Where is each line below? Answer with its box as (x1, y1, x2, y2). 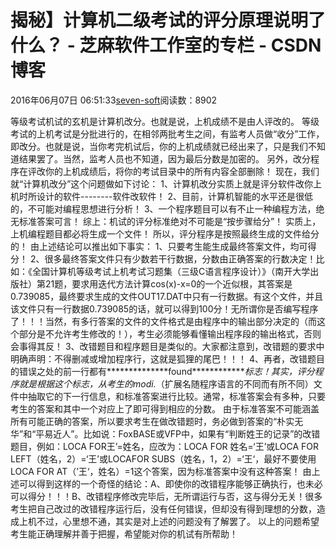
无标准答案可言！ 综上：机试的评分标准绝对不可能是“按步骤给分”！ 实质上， (10, 215, 322, 227)
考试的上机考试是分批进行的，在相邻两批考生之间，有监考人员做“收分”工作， (10, 127, 325, 140)
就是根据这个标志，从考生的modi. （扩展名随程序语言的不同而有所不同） (18, 377, 314, 390)
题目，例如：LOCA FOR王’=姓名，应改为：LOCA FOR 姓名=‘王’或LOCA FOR (10, 440, 320, 452)
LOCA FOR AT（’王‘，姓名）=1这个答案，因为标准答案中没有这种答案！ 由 (10, 465, 312, 477)
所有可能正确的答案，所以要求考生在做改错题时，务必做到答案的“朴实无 (10, 415, 304, 427)
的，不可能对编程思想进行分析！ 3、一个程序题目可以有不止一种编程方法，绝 (10, 202, 325, 215)
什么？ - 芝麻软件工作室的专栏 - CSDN (10, 34, 322, 57)
